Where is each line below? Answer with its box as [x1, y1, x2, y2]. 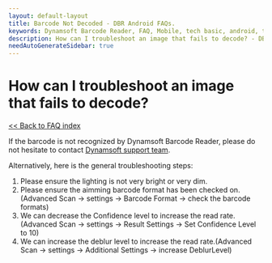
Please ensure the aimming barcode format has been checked [19, 185, 228, 195]
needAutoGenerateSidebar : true [8, 42, 114, 50]
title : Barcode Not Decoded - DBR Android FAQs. [8, 19, 176, 28]
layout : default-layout [8, 11, 89, 20]
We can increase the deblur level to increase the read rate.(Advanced [19, 236, 253, 247]
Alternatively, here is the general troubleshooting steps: [8, 161, 193, 171]
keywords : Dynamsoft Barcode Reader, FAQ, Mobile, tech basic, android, [8, 27, 259, 35]
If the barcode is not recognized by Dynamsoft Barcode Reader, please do [8, 137, 256, 146]
